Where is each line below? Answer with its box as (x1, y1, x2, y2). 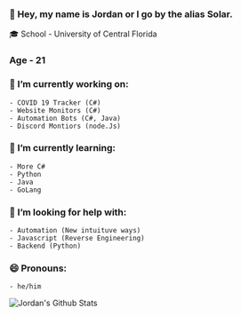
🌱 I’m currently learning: (9, 142, 116, 154)
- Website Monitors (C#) (9, 106, 101, 115)
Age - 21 (9, 54, 46, 67)
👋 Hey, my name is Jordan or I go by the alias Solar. (9, 8, 233, 20)
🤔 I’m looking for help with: (9, 206, 127, 218)
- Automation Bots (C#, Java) (9, 114, 122, 122)
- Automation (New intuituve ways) (9, 226, 141, 235)
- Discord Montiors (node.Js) (9, 122, 122, 130)
